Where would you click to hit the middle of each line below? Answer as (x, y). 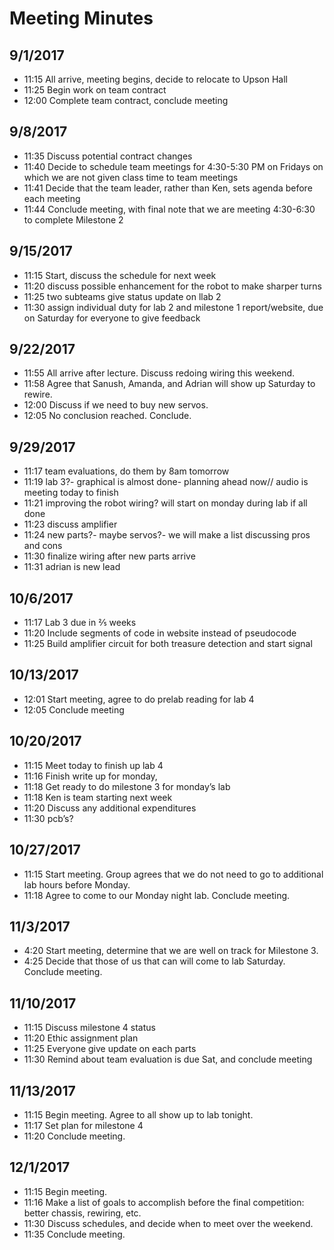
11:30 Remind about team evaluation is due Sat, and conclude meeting (168, 1059)
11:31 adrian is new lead (72, 567)
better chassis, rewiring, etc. (82, 1213)
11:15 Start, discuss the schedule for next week (120, 275)
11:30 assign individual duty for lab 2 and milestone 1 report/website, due (173, 307)
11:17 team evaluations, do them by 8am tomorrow (126, 471)
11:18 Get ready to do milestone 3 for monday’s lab (127, 786)
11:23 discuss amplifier (70, 524)
